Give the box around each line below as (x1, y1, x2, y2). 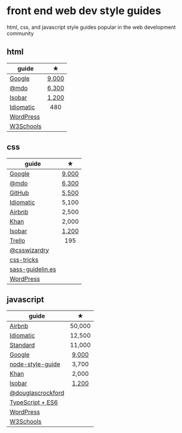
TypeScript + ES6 (9, 398, 58, 407)
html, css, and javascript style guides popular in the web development (6, 24, 176, 31)
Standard (9, 341, 35, 349)
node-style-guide (9, 360, 60, 368)
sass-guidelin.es (9, 265, 56, 273)
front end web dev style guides (6, 4, 161, 18)
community (6, 29, 34, 36)
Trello (9, 237, 25, 245)
